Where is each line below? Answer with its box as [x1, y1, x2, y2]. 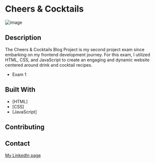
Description [5, 34, 41, 42]
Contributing [5, 123, 45, 131]
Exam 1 [12, 72, 27, 77]
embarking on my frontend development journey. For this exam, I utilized [5, 52, 151, 57]
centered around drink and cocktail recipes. [5, 62, 93, 68]
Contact [5, 140, 30, 148]
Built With [5, 86, 35, 94]
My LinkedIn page [5, 152, 41, 158]
